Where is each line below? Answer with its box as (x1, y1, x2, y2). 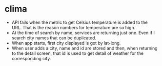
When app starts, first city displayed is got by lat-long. (11, 40, 121, 46)
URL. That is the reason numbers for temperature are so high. (11, 24, 136, 30)
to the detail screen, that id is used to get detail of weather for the (11, 50, 144, 56)
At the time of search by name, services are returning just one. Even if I (11, 30, 155, 35)
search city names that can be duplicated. (11, 35, 97, 41)
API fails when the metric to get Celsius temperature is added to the (11, 19, 148, 25)
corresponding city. (11, 55, 51, 61)
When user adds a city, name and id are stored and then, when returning (11, 45, 158, 51)
